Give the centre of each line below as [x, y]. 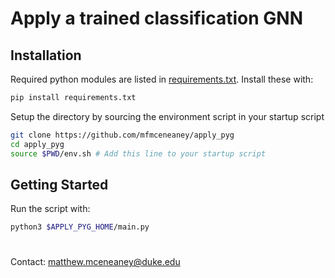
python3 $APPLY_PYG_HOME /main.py [80, 227]
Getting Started [59, 184]
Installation [46, 55]
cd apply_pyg [37, 144]
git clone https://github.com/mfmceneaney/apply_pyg [122, 135]
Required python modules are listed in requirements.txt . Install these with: [162, 79]
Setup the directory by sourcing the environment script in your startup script [167, 116]
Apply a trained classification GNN [156, 18]
